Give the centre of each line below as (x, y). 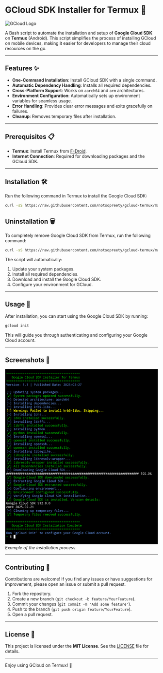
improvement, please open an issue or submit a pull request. (65, 584)
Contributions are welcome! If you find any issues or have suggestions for (79, 579)
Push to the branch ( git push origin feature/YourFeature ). (72, 609)
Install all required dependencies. (45, 274)
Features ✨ (22, 68)
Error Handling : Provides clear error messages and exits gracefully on (82, 106)
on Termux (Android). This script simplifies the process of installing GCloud (81, 38)
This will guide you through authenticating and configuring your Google (76, 335)
